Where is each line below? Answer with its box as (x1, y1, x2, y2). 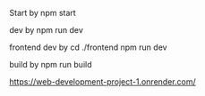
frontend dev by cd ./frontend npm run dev (9, 42, 167, 52)
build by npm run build (9, 60, 92, 69)
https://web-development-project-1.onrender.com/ (9, 76, 196, 87)
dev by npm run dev (9, 25, 83, 35)
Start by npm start (9, 8, 76, 18)
